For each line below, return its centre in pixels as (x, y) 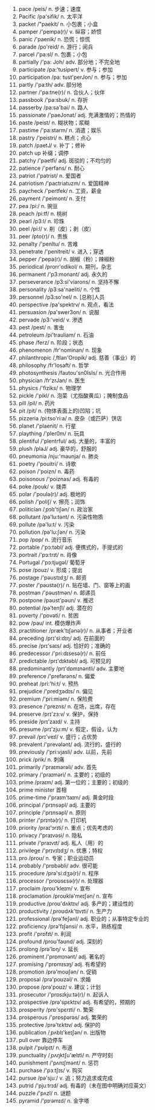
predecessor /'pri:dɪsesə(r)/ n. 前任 (62, 653)
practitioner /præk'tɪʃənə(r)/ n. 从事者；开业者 (75, 631)
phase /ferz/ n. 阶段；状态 (51, 342)
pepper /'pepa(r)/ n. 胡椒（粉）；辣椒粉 (67, 259)
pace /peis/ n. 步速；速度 (50, 9)
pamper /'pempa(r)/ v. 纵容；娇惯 (60, 32)
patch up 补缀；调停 (43, 153)
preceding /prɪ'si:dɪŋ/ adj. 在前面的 (62, 638)
